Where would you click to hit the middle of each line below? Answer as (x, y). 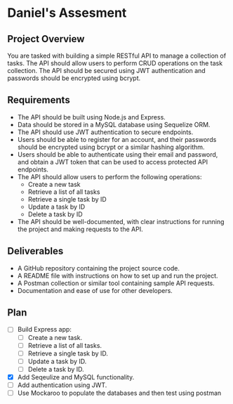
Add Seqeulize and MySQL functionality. (76, 377)
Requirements (39, 100)
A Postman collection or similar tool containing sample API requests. (116, 283)
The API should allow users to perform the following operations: (109, 176)
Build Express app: (45, 330)
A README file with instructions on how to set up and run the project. (118, 275)
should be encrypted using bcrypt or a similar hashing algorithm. (111, 147)
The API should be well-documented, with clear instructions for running (121, 221)
